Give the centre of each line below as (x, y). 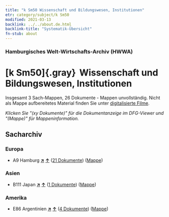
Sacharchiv (24, 135)
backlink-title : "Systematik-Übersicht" (49, 29)
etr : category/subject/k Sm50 (37, 15)
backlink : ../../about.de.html (38, 24)
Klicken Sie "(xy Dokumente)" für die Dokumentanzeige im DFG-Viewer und (84, 113)
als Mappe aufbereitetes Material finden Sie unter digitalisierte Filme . (77, 103)
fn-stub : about (21, 34)
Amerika (16, 198)
